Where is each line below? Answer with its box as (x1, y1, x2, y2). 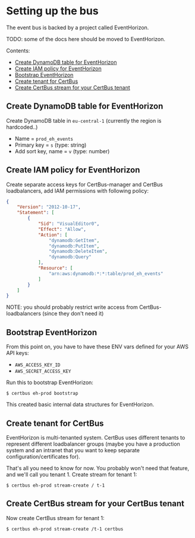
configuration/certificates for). (6, 453, 80, 460)
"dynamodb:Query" (48, 254, 92, 260)
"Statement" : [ (17, 210, 55, 216)
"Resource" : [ (37, 265, 73, 271)
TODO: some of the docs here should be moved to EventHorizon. (6, 35, 165, 42)
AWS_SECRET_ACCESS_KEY (14, 369, 71, 375)
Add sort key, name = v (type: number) (14, 147, 110, 154)
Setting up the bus (6, 4, 99, 18)
